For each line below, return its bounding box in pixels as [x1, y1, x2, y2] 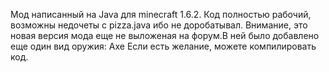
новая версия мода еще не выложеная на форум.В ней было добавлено [10, 30, 320, 41]
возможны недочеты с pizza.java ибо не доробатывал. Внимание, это [10, 19, 308, 31]
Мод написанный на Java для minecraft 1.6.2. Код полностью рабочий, [10, 9, 312, 20]
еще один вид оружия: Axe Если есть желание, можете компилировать [10, 40, 317, 52]
